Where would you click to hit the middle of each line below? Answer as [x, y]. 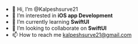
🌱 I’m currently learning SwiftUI [50, 22]
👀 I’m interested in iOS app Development [62, 15]
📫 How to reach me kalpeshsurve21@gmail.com [72, 35]
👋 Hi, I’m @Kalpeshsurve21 [45, 9]
